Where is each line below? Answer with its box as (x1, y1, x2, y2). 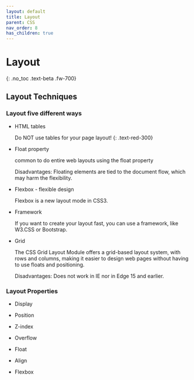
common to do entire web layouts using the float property (14, 156, 154, 164)
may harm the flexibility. (14, 174, 72, 182)
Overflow (14, 334, 37, 341)
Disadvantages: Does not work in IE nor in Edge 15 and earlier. (14, 272, 165, 279)
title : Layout (6, 14, 41, 20)
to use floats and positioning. (14, 261, 85, 268)
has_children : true (6, 30, 54, 36)
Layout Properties (6, 287, 58, 295)
